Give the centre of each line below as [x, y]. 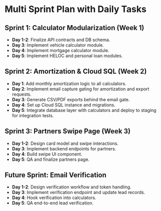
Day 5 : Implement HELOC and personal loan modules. [67, 56]
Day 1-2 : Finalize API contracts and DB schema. [61, 40]
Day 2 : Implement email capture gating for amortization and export [80, 89]
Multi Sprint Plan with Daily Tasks [76, 9]
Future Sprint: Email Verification [56, 175]
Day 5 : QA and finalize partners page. [50, 159]
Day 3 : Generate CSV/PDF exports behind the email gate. [71, 99]
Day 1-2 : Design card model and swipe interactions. [65, 143]
